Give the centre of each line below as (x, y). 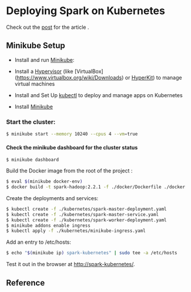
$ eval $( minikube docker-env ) (44, 182)
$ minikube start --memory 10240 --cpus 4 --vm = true (72, 134)
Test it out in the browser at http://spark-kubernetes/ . (71, 264)
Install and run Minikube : (44, 59)
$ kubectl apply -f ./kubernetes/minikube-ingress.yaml (76, 231)
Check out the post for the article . (48, 27)
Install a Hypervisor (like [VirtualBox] (59, 71)
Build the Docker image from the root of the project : (69, 171)
